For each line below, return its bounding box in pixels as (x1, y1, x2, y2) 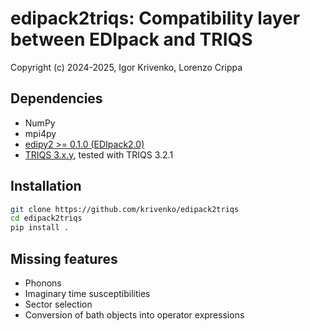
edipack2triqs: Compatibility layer (10, 7, 301, 30)
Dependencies (10, 90, 103, 107)
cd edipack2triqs (10, 213, 83, 224)
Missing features (10, 250, 118, 267)
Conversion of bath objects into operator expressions (24, 309, 245, 321)
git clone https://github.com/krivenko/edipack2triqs (10, 204, 240, 214)
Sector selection (24, 298, 93, 310)
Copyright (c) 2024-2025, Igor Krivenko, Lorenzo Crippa (10, 61, 243, 73)
